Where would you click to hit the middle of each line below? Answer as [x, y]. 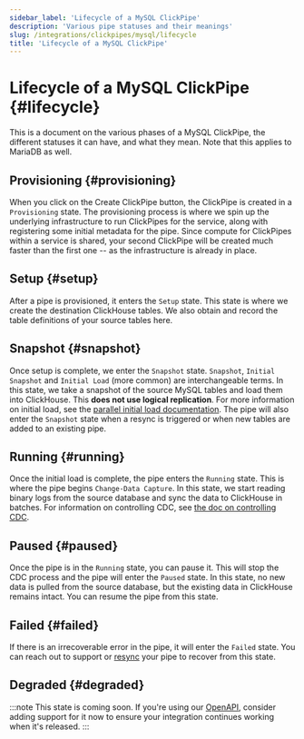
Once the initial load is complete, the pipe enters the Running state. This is [147, 478]
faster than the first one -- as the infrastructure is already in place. [133, 250]
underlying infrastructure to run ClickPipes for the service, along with [139, 222]
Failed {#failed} [54, 625]
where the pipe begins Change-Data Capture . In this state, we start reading [147, 488]
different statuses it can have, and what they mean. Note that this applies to [151, 143]
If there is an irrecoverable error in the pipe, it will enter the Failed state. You [152, 647]
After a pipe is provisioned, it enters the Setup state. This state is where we [149, 301]
